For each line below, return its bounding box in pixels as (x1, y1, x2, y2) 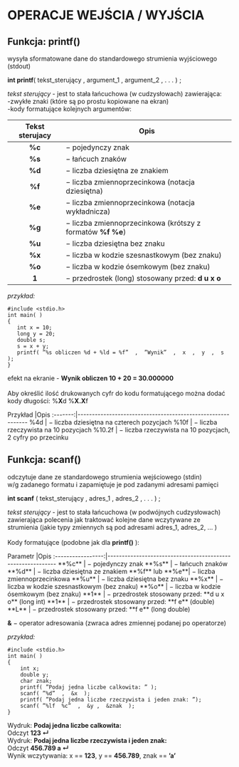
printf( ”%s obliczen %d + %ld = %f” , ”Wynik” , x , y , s (16, 349, 224, 356)
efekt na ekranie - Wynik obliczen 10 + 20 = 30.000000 (7, 374, 174, 382)
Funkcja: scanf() (7, 454, 82, 466)
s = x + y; (16, 343, 50, 350)
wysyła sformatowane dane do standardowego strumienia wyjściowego (7, 54, 218, 63)
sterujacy (18, 130, 52, 140)
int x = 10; (16, 324, 53, 331)
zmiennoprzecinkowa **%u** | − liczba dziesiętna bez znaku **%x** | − (7, 574, 224, 583)
